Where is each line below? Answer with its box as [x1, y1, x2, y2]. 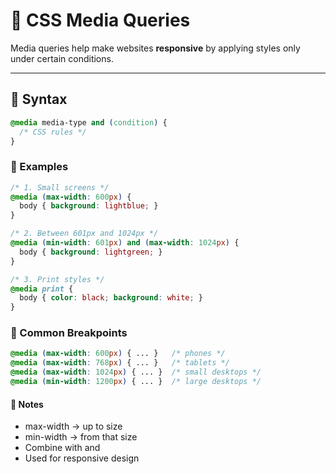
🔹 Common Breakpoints [10, 326, 128, 340]
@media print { [10, 284, 74, 294]
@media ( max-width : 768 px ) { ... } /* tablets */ [10, 358, 230, 368]
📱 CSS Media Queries [10, 9, 191, 32]
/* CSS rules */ [19, 127, 87, 137]
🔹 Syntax [10, 91, 68, 108]
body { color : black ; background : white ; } [19, 293, 203, 303]
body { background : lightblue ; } [19, 201, 159, 211]
